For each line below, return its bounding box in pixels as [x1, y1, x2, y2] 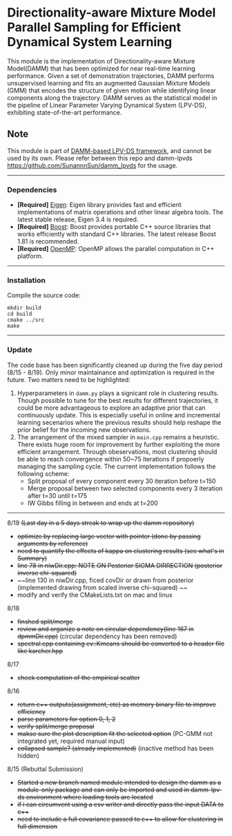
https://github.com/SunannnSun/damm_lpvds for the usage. [7, 161, 178, 170]
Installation [7, 275, 46, 285]
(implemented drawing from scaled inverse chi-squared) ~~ [17, 583, 188, 591]
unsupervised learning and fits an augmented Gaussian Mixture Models [7, 79, 211, 87]
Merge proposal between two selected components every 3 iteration [27, 484, 223, 492]
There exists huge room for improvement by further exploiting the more [17, 440, 220, 448]
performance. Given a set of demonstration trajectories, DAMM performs [7, 71, 215, 80]
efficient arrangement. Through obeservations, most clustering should [17, 447, 217, 456]
